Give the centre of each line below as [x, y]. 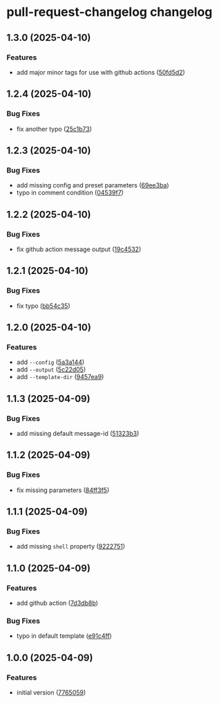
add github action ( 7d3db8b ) [57, 603]
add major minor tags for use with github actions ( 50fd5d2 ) [101, 72]
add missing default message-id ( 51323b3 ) [78, 433]
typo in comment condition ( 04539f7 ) [70, 193]
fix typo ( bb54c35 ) [43, 306]
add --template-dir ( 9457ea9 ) [60, 377]
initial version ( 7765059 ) [51, 693]
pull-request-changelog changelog [109, 12]
